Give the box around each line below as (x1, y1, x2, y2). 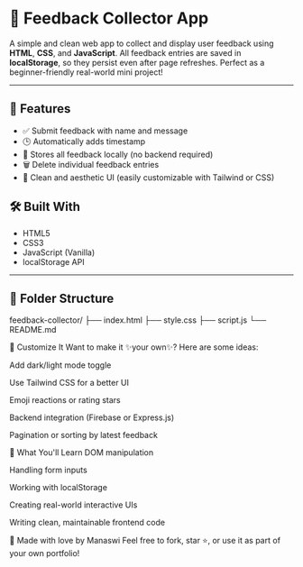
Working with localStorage (9, 482, 108, 493)
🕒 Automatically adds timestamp (22, 135, 146, 147)
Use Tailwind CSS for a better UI (9, 378, 129, 389)
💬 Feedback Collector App (9, 8, 209, 29)
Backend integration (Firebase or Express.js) (9, 412, 175, 423)
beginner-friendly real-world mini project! (9, 67, 164, 78)
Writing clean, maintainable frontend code (9, 517, 165, 528)
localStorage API (22, 256, 85, 267)
